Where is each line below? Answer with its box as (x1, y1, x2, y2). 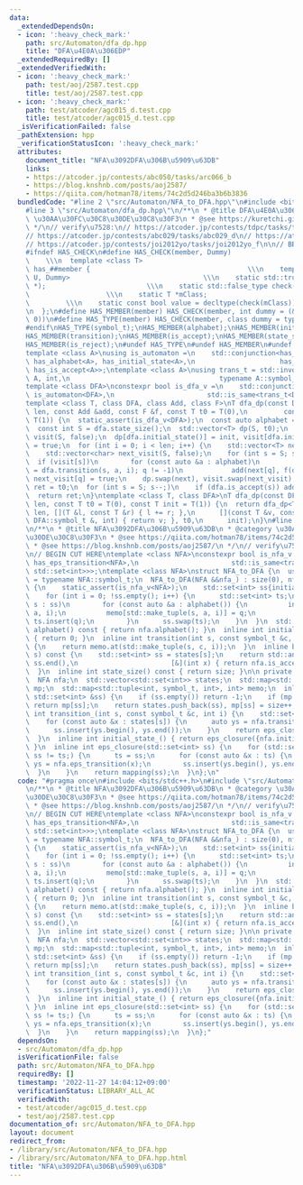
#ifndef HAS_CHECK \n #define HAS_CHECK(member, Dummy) (25, 248, 232, 257)
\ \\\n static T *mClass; (25, 289, 207, 299)
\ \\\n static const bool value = (25, 299, 200, 308)
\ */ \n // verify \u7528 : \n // (25, 223, 131, 232)
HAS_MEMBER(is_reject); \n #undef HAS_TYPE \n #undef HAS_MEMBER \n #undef (25, 340, 293, 349)
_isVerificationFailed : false (17, 123, 131, 132)
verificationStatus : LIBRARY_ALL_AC (17, 1086, 155, 1096)
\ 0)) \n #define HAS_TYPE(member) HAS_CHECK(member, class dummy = (25, 315, 280, 325)
